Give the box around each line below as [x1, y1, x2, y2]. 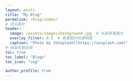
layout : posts [5, 7, 36, 13]
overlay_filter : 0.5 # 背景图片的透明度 [10, 36, 93, 41]
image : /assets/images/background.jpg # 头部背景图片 [10, 31, 124, 36]
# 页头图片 [5, 21, 25, 27]
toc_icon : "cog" [5, 59, 40, 64]
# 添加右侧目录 [5, 45, 33, 50]
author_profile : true [5, 68, 51, 73]
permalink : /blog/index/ [5, 17, 58, 22]
